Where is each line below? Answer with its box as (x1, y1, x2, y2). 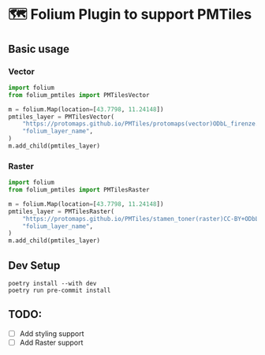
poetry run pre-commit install (8, 286, 111, 294)
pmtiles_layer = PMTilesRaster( (8, 207, 114, 215)
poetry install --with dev (8, 279, 97, 287)
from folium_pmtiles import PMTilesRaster (8, 186, 150, 194)
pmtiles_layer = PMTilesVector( (8, 113, 114, 121)
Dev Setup (8, 259, 61, 272)
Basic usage (8, 42, 69, 55)
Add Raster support (19, 338, 84, 347)
